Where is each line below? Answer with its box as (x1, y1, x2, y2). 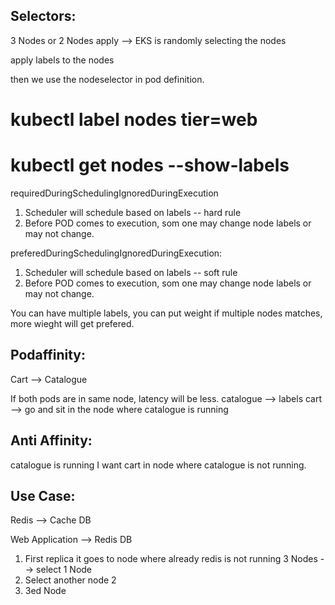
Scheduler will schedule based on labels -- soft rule (24, 266, 238, 278)
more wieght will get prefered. (10, 317, 135, 329)
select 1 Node (36, 564, 93, 576)
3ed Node (24, 585, 67, 597)
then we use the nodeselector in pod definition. (10, 73, 205, 85)
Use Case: (10, 487, 76, 504)
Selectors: (10, 8, 77, 25)
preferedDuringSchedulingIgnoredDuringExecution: (10, 247, 223, 259)
